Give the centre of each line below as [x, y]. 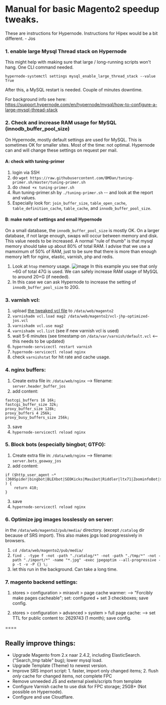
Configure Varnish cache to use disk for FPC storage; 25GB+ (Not [79, 687]
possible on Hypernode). [38, 692]
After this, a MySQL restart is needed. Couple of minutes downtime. [74, 90]
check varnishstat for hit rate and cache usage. [61, 357]
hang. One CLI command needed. [40, 67]
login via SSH [26, 172]
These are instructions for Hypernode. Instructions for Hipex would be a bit [82, 33]
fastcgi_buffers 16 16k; [31, 400]
